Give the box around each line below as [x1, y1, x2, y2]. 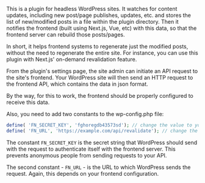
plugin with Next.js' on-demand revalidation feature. [6, 56, 137, 63]
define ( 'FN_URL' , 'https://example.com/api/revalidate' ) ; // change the [6, 128, 198, 134]
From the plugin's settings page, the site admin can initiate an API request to [6, 67, 198, 75]
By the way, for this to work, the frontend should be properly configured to [6, 92, 194, 99]
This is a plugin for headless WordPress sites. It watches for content [6, 5, 178, 12]
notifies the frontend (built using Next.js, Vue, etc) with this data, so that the [6, 24, 197, 32]
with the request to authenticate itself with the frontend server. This [6, 145, 176, 153]
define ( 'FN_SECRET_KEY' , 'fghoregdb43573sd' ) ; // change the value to [6, 122, 192, 128]
